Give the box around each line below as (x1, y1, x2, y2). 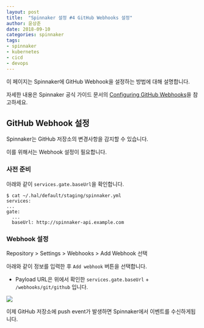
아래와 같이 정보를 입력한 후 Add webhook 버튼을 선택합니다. (6, 263, 147, 270)
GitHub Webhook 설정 (6, 117, 90, 129)
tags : (6, 37, 20, 43)
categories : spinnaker (6, 32, 64, 38)
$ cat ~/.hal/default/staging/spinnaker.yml (6, 192, 122, 199)
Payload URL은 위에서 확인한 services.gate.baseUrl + (15, 275, 150, 283)
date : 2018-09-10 (6, 26, 51, 32)
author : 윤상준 (6, 20, 42, 26)
